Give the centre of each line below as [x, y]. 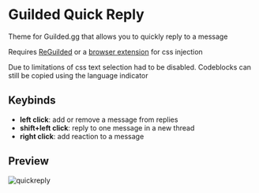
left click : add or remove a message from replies [99, 119]
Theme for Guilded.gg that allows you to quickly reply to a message [118, 36]
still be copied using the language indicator [78, 75]
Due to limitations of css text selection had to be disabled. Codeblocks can [129, 67]
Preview [29, 161]
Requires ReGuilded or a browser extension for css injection [105, 51]
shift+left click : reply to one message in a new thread [107, 127]
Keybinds [32, 100]
